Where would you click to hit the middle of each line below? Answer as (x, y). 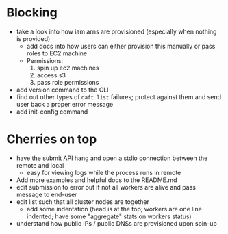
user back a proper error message (65, 104)
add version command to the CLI (62, 90)
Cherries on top (52, 139)
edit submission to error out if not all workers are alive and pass (106, 187)
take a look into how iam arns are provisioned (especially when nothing (116, 31)
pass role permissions (68, 82)
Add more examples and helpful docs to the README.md (97, 180)
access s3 (51, 75)
